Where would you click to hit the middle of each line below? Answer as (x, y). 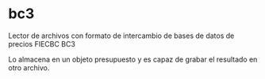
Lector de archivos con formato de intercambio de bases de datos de (121, 36)
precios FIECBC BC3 (42, 43)
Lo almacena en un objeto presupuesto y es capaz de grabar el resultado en (133, 59)
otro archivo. (29, 67)
